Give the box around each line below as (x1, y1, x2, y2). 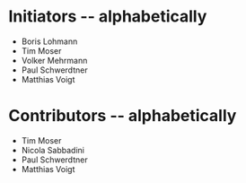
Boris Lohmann (21, 36, 78, 47)
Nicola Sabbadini (21, 144, 84, 155)
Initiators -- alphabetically (8, 6, 207, 27)
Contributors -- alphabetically (8, 106, 237, 126)
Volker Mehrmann (21, 55, 88, 65)
